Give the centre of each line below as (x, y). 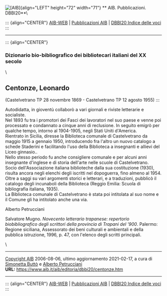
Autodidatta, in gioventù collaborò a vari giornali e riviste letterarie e (75, 110)
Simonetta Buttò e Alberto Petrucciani (44, 264)
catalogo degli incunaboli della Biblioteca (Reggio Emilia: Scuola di (73, 184)
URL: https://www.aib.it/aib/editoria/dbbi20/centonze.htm (64, 270)
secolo (14, 61)
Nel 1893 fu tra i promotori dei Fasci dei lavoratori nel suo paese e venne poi (83, 120)
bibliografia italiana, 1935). (32, 189)
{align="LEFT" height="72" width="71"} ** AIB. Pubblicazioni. (83, 8)
